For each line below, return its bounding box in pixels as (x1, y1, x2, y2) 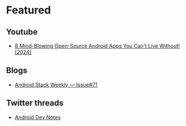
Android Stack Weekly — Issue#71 (14, 81, 98, 88)
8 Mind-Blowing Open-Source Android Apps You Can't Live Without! (14, 42, 180, 49)
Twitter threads (6, 98, 63, 108)
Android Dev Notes (14, 114, 61, 121)
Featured (6, 4, 51, 17)
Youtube (6, 27, 38, 37)
